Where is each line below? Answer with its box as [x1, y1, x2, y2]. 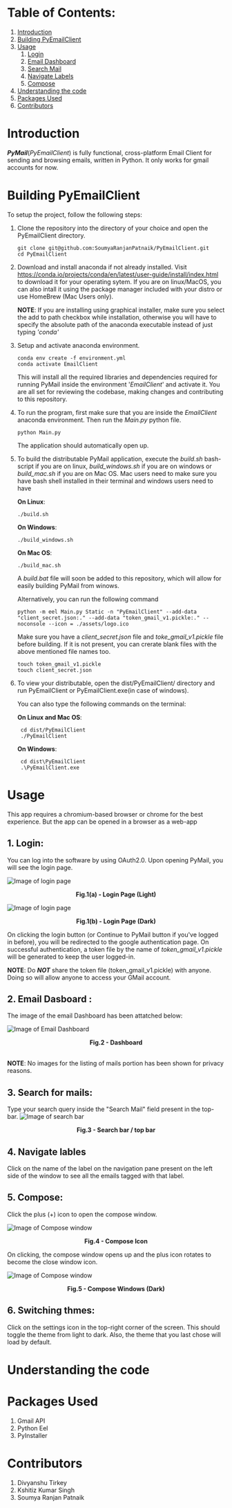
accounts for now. [7, 163, 59, 171]
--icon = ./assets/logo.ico [48, 620, 129, 628]
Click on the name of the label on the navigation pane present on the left [7, 1164, 213, 1172]
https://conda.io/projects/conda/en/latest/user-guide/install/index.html [17, 270, 219, 278]
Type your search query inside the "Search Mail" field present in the [7, 1105, 201, 1113]
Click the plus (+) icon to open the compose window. [7, 1210, 157, 1218]
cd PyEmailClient [17, 251, 68, 258]
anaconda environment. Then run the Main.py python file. [17, 416, 182, 424]
